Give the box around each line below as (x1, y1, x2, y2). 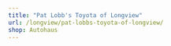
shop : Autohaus (8, 26, 58, 34)
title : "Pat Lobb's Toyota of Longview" (8, 11, 143, 19)
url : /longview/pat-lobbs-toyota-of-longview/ (8, 19, 164, 27)
